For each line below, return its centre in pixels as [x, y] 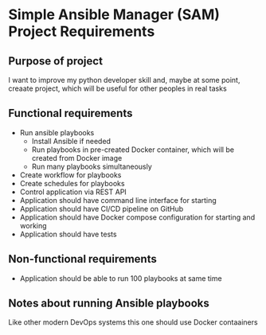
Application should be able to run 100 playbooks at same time [121, 278]
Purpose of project [56, 61]
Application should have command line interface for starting [118, 200]
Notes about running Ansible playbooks [109, 304]
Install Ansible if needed [71, 141]
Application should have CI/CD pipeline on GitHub [102, 208]
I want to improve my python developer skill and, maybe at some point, [124, 80]
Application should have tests [68, 234]
